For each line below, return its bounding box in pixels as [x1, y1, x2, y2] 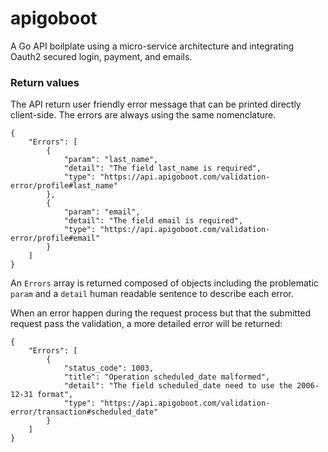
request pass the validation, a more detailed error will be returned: [10, 318, 283, 330]
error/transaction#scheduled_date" [10, 407, 159, 417]
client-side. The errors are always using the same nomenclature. [10, 109, 277, 121]
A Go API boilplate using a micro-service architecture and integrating [10, 40, 294, 52]
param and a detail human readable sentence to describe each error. [10, 288, 294, 300]
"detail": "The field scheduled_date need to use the [63, 381, 293, 391]
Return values [10, 75, 80, 89]
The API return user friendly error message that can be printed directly [10, 98, 302, 111]
